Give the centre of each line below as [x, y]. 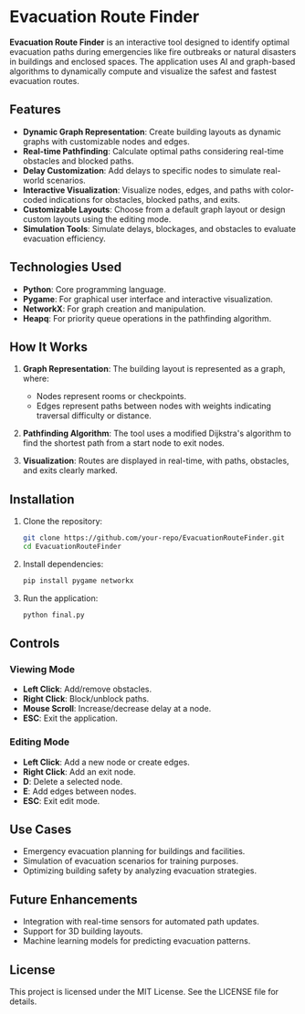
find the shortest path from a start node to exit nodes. [124, 443]
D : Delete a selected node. [73, 781]
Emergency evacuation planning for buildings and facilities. [134, 851]
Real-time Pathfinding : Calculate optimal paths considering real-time [153, 151]
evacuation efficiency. [64, 238]
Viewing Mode [42, 669]
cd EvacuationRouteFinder [72, 547]
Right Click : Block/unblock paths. [86, 699]
